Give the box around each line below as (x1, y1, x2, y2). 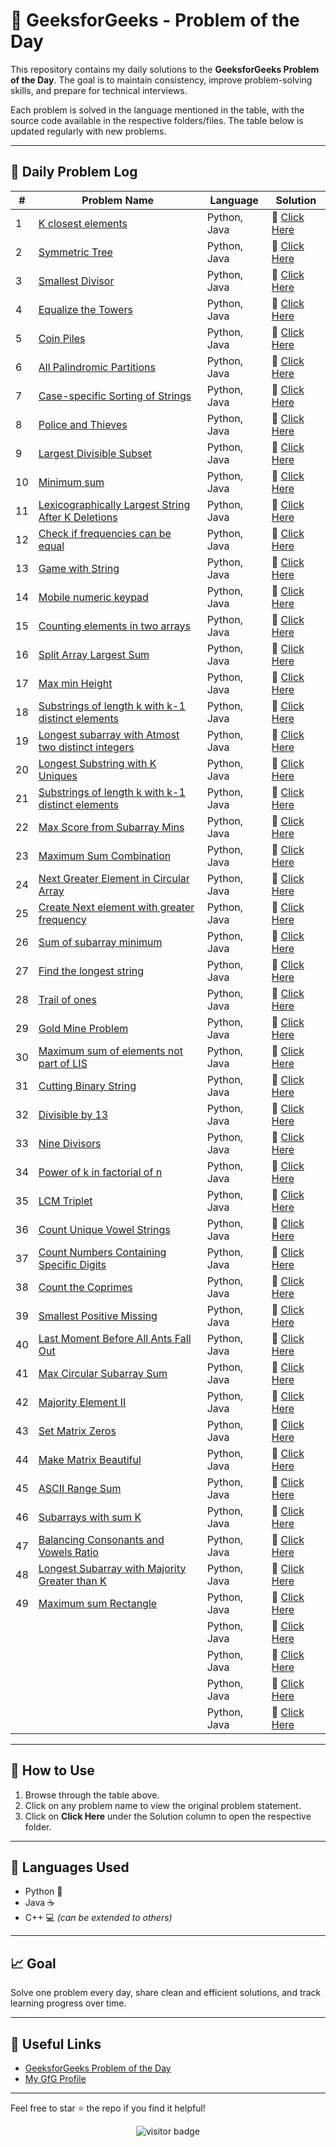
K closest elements (38, 216, 128, 230)
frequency (38, 912, 87, 926)
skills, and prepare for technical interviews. (10, 84, 188, 96)
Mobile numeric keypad (38, 590, 149, 604)
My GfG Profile (24, 2073, 87, 2084)
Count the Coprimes (38, 1280, 133, 1294)
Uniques (38, 769, 78, 783)
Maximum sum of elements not (38, 1044, 184, 1058)
